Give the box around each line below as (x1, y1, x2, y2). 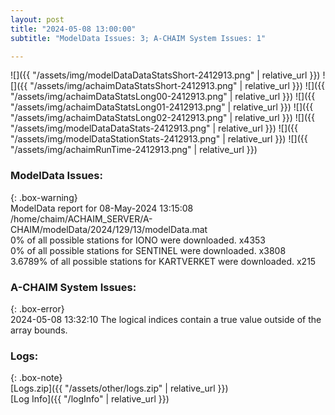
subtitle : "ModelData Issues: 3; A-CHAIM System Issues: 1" (10, 33, 267, 43)
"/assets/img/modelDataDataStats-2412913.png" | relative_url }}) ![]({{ (10, 122, 299, 135)
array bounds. (10, 324, 68, 336)
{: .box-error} (10, 302, 65, 315)
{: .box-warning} (10, 191, 78, 203)
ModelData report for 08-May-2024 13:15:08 (10, 202, 194, 214)
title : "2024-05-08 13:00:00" (10, 24, 137, 34)
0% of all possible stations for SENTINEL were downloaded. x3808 (10, 244, 287, 256)
